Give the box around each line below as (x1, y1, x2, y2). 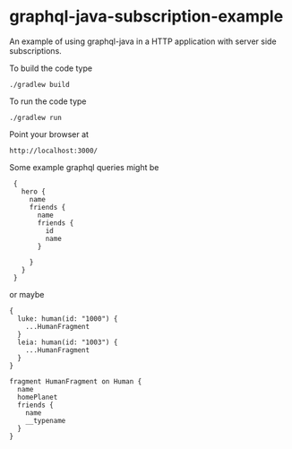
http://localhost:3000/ (9, 146, 99, 155)
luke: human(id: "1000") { (17, 314, 118, 324)
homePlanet (17, 393, 58, 402)
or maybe (9, 289, 45, 299)
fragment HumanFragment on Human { (9, 376, 142, 386)
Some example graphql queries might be (9, 161, 159, 172)
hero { (21, 186, 47, 196)
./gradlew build (9, 80, 70, 89)
